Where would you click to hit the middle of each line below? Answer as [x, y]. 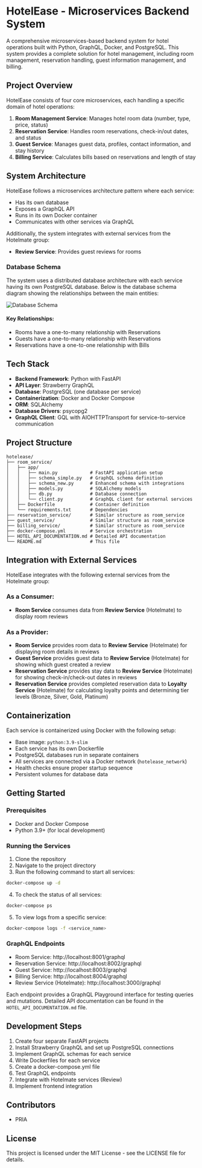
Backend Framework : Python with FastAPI [68, 378]
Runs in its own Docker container [56, 215]
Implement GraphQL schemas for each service [73, 1054]
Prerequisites [26, 811]
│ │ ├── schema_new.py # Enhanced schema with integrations [96, 483]
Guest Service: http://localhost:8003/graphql [71, 969]
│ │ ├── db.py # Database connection [77, 494]
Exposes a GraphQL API [45, 209]
